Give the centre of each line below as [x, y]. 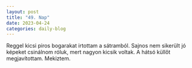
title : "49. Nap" [28, 17]
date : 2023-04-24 [28, 23]
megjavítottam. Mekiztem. [38, 58]
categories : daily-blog [36, 29]
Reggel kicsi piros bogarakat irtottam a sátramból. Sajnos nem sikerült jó [96, 46]
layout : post [23, 12]
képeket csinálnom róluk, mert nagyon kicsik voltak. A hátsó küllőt [88, 52]
